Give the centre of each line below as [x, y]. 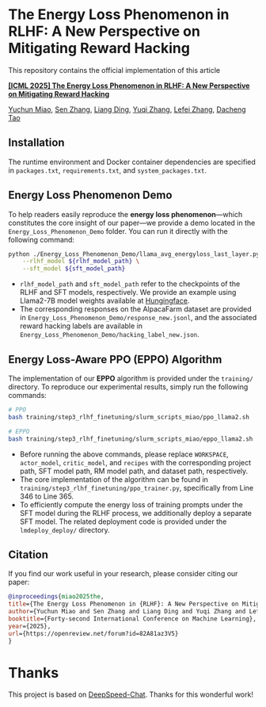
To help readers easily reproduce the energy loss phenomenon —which [125, 214]
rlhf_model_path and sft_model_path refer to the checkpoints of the [130, 284]
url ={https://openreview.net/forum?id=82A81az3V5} [93, 633]
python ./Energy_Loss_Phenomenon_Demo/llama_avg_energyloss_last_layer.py [134, 254]
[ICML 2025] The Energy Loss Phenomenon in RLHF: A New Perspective [129, 86]
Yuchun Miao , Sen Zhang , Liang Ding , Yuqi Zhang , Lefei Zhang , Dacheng [127, 109]
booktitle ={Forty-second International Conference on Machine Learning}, [133, 619]
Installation [36, 143]
